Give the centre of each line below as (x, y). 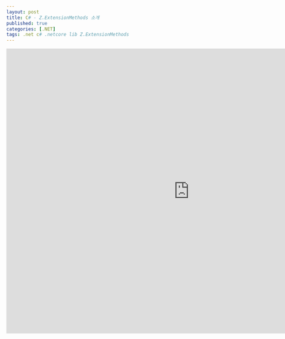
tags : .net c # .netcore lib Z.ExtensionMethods (68, 35)
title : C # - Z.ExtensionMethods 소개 (53, 18)
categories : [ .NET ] (31, 29)
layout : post (23, 12)
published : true (27, 23)
